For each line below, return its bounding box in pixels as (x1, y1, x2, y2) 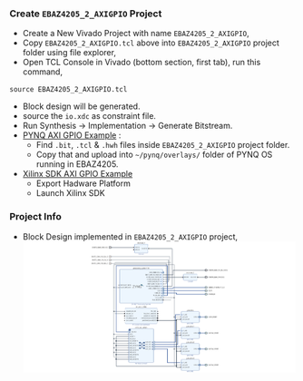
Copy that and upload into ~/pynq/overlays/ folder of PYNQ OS (35, 149, 273, 161)
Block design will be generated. (22, 101, 141, 112)
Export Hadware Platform (35, 178, 132, 189)
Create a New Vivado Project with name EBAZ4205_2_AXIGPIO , (22, 28, 249, 39)
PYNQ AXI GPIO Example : (22, 130, 122, 141)
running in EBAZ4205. (35, 159, 119, 170)
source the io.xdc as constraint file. (22, 111, 157, 122)
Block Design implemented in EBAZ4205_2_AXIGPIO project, (22, 230, 239, 242)
